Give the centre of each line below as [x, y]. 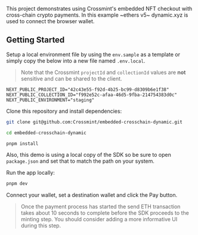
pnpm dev [17, 184]
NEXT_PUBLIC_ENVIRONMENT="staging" [50, 100]
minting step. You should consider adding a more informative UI [99, 219]
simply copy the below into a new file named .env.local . [76, 61]
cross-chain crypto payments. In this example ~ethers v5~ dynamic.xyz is [97, 15]
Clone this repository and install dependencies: [64, 111]
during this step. [41, 225]
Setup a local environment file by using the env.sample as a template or [93, 54]
